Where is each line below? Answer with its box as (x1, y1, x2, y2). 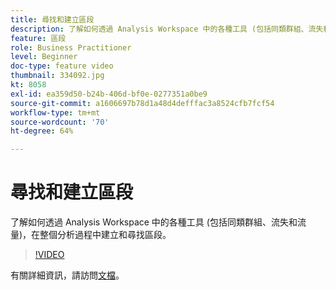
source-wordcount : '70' (10, 117, 110, 127)
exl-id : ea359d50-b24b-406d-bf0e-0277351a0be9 (10, 89, 208, 99)
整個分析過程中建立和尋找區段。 (39, 229, 172, 241)
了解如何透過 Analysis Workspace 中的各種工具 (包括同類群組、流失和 (10, 216, 298, 228)
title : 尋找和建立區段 (10, 14, 95, 25)
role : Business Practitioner (10, 42, 132, 53)
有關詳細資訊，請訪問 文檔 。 (10, 269, 125, 281)
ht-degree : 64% (10, 126, 74, 136)
